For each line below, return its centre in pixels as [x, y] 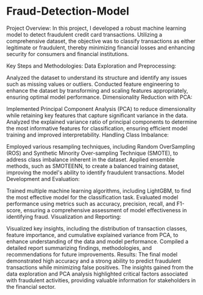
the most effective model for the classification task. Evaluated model [92, 197]
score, [14, 210]
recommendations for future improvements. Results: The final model [92, 254]
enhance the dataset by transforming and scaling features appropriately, [97, 90]
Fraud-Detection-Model [68, 11]
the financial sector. [31, 286]
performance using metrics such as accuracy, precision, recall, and [91, 204]
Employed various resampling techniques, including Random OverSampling [101, 146]
